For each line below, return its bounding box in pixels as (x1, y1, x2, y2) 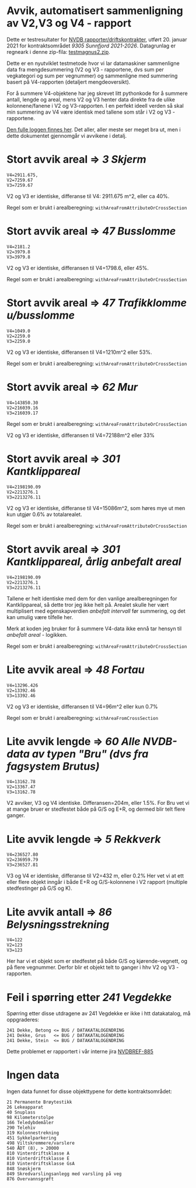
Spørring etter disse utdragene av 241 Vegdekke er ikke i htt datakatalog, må (6, 1010, 191, 1017)
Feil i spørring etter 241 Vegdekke (6, 991, 172, 1004)
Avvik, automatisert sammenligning (6, 4, 183, 18)
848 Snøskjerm (6, 1166, 41, 1172)
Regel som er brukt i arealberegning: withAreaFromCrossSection (6, 714, 159, 721)
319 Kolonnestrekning (6, 1130, 60, 1136)
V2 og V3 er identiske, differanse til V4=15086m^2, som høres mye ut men (6, 504, 185, 511)
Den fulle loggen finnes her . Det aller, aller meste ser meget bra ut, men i (6, 126, 181, 133)
